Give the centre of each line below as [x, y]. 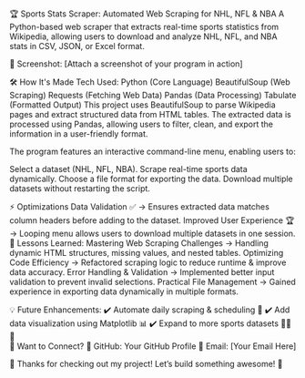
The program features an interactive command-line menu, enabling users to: [152, 151]
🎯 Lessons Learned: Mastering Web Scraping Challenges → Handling [139, 243]
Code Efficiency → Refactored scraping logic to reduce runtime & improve [148, 262]
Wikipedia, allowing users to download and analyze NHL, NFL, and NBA [143, 36]
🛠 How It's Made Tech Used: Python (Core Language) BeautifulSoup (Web [150, 82]
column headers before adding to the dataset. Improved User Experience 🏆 [152, 220]
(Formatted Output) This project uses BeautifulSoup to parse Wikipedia [142, 105]
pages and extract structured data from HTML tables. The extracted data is [150, 114]
